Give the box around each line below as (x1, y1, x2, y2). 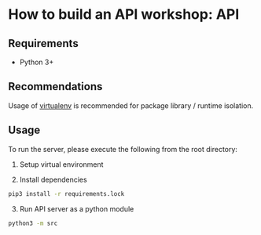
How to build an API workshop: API (8, 5, 240, 23)
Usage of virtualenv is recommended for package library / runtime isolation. (8, 100, 254, 110)
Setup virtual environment (19, 159, 104, 169)
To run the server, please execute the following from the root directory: (8, 144, 238, 154)
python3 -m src (8, 219, 58, 227)
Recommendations (8, 80, 103, 93)
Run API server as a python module (19, 204, 134, 213)
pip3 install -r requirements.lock (8, 190, 125, 197)
